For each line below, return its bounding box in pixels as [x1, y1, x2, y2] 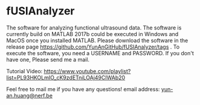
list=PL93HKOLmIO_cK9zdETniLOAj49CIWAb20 [6, 74, 126, 81]
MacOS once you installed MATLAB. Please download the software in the [6, 37, 189, 44]
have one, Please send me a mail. [6, 56, 89, 63]
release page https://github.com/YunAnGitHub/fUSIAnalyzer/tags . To [6, 43, 180, 50]
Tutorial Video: [6, 67, 43, 74]
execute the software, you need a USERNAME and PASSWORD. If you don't [6, 49, 195, 56]
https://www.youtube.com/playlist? [44, 67, 131, 74]
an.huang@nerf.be [6, 92, 53, 99]
